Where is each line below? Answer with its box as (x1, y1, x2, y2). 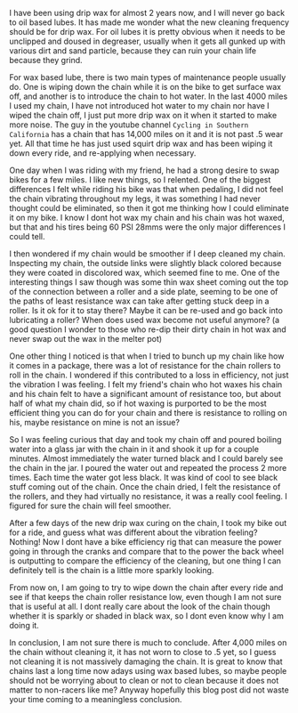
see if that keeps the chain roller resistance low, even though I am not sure (9, 592, 282, 602)
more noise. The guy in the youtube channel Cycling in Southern (9, 119, 249, 130)
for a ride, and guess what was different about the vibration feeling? (9, 527, 258, 538)
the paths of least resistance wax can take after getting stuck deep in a (9, 296, 270, 306)
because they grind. (9, 55, 83, 65)
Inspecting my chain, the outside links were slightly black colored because (9, 258, 282, 268)
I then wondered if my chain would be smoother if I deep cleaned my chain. (9, 248, 286, 259)
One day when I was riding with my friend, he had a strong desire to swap (9, 165, 280, 175)
